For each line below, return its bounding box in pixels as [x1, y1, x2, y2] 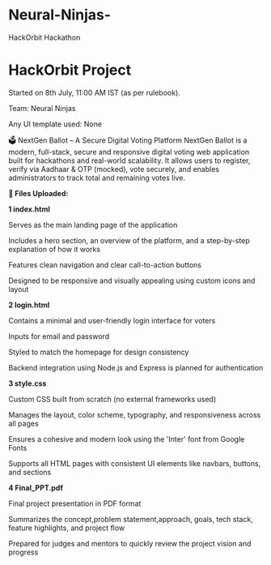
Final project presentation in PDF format [8, 499, 142, 508]
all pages [8, 418, 39, 428]
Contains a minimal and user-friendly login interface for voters [8, 315, 216, 325]
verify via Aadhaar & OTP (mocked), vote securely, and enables [8, 164, 220, 173]
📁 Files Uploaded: [8, 188, 69, 198]
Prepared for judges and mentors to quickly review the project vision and [8, 538, 252, 548]
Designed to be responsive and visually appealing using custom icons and [8, 276, 256, 285]
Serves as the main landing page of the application [8, 220, 178, 229]
